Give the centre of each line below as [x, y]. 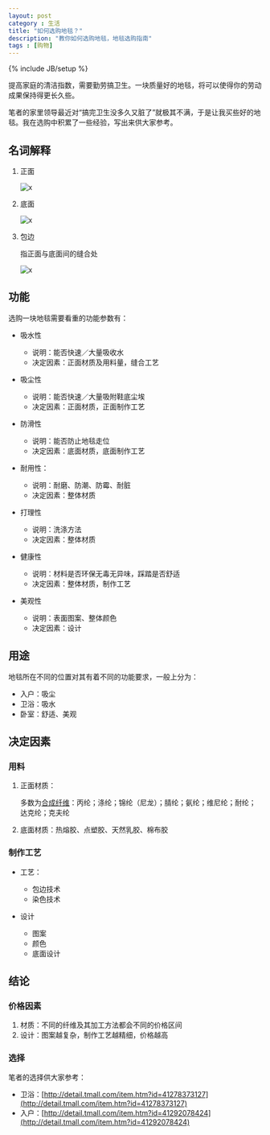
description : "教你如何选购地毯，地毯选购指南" [80, 38]
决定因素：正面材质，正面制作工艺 [88, 407]
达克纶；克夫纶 [45, 813]
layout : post [30, 16]
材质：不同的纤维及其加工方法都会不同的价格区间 [101, 1025]
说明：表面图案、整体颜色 [74, 617]
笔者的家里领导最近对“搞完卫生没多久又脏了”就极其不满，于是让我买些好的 [131, 113]
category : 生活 [34, 23]
